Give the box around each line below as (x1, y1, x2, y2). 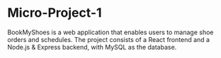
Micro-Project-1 (7, 5, 102, 21)
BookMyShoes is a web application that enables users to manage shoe (7, 28, 214, 36)
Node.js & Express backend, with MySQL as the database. (7, 43, 177, 51)
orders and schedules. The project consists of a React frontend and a (7, 35, 210, 43)
